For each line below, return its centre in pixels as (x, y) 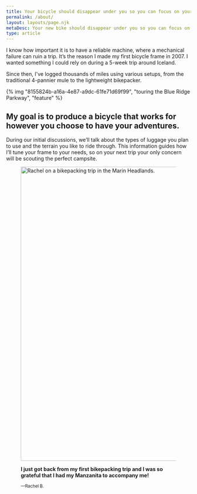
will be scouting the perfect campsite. (52, 158)
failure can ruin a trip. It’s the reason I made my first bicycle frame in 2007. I (97, 56)
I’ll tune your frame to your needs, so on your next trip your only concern (94, 152)
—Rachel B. (33, 486)
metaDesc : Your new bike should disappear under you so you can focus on (98, 28)
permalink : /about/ (30, 17)
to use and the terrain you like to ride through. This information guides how (96, 146)
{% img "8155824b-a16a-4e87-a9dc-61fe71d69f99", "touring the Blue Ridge (98, 92)
